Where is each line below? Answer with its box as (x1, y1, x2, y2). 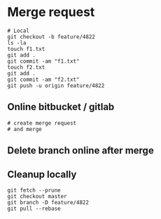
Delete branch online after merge (7, 144, 154, 157)
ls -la (7, 39, 27, 46)
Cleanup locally (7, 168, 77, 180)
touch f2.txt (7, 63, 45, 70)
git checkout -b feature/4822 (7, 33, 96, 40)
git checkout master (7, 192, 68, 199)
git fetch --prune (7, 186, 61, 194)
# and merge (7, 126, 42, 133)
